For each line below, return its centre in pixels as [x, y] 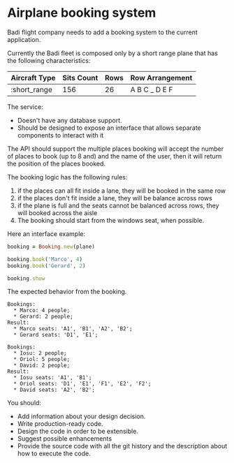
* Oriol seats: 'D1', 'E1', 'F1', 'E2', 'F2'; [82, 384]
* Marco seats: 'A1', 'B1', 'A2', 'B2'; [73, 329]
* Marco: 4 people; [42, 311]
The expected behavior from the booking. [67, 292]
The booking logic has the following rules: [67, 177]
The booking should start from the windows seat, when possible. [111, 220]
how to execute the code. [54, 454]
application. [24, 39]
